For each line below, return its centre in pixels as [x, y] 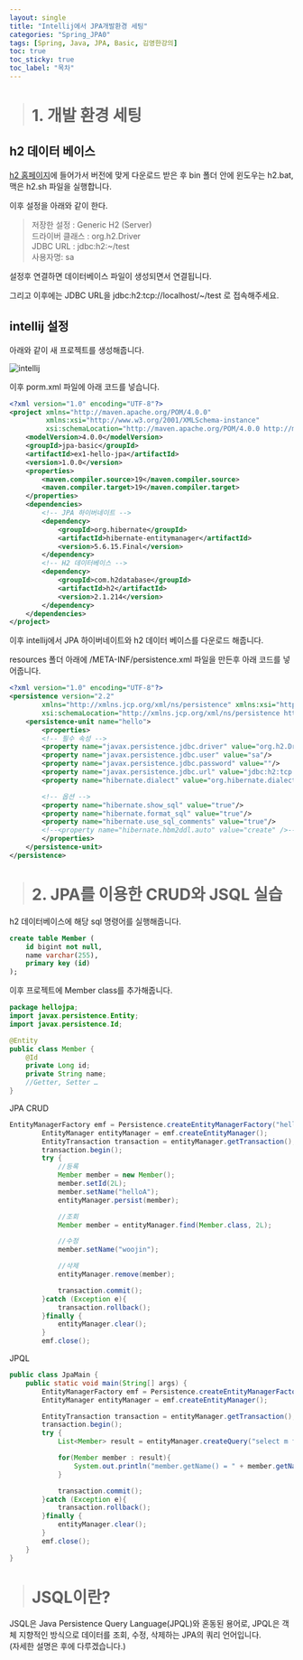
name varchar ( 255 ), [62, 955]
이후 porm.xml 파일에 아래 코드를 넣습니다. [85, 387]
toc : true [28, 51]
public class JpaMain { [54, 1375]
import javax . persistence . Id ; [66, 1024]
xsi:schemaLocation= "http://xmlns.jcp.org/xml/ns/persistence [161, 713]
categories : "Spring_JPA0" [60, 34]
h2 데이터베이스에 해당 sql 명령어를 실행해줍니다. [96, 921]
